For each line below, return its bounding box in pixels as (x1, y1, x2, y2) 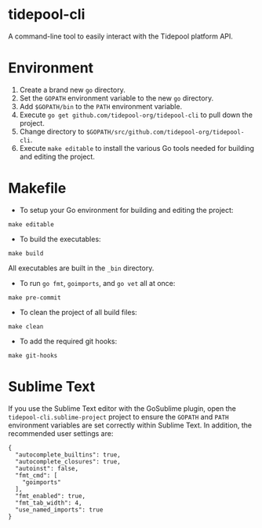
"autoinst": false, (15, 464, 79, 472)
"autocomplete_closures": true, (15, 457, 122, 465)
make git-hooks (8, 351, 58, 359)
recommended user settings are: (8, 428, 114, 438)
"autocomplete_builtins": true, (15, 450, 122, 459)
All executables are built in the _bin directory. (8, 263, 155, 273)
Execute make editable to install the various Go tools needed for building (19, 143, 255, 152)
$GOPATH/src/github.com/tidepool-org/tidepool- (86, 128, 245, 136)
